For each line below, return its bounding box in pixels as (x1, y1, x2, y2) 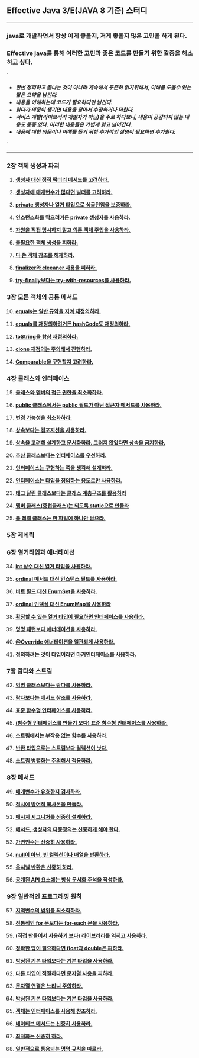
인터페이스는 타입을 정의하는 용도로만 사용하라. (15, 477, 123, 484)
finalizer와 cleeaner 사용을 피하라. (15, 264, 97, 271)
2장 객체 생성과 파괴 (6, 162, 60, 170)
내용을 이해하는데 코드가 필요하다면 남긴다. (15, 99, 113, 106)
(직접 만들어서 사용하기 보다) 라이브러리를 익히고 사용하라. (15, 932, 148, 940)
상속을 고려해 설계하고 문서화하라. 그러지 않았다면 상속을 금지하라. (15, 439, 166, 446)
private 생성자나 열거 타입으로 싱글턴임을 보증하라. (15, 201, 132, 208)
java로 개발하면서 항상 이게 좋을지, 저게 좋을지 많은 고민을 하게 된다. (6, 31, 188, 40)
